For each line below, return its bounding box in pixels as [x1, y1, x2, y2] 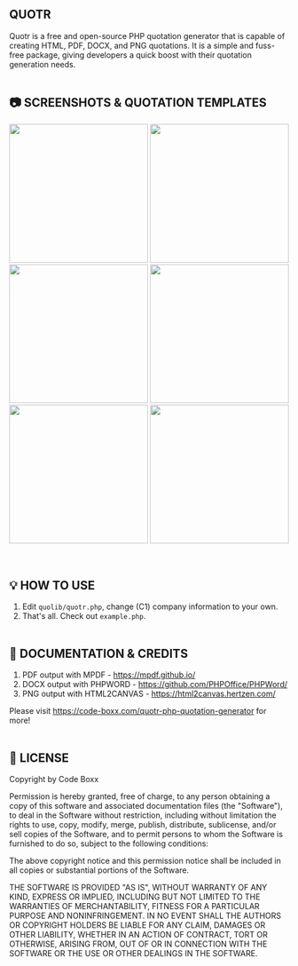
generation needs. [9, 59, 76, 69]
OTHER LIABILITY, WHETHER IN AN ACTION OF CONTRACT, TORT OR [9, 930, 268, 940]
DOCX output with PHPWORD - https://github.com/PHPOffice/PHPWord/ [21, 679, 288, 690]
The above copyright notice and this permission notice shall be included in [9, 856, 281, 867]
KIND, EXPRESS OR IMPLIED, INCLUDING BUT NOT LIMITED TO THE [9, 891, 261, 902]
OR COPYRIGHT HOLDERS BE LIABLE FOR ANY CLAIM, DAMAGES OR [9, 920, 266, 930]
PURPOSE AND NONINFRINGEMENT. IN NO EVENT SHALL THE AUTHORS [9, 910, 282, 922]
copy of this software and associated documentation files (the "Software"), [9, 801, 284, 812]
